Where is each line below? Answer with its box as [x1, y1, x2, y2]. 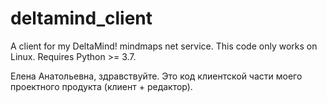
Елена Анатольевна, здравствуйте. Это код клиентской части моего [10, 70, 303, 82]
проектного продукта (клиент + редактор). [10, 80, 193, 92]
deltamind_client [10, 7, 153, 30]
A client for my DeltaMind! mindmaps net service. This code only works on [10, 40, 318, 52]
